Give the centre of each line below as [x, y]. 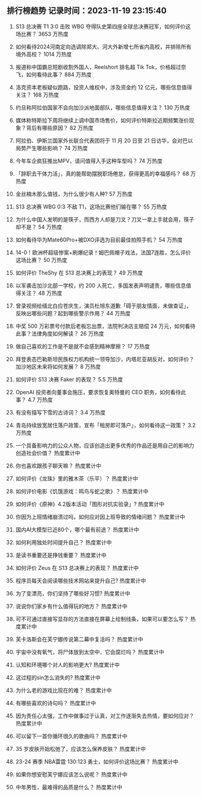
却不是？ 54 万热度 [39, 226]
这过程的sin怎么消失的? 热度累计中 [58, 677]
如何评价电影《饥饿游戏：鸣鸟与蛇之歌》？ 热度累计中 [82, 491]
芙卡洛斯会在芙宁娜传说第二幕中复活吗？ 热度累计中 [79, 639]
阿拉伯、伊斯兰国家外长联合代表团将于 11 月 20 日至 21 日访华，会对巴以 [104, 141]
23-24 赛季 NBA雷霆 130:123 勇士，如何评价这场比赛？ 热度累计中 [97, 761]
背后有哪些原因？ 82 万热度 [60, 127]
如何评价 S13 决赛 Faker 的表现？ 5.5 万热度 [69, 379]
